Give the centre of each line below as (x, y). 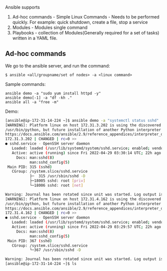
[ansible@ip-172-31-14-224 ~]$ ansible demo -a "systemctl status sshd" (82, 120)
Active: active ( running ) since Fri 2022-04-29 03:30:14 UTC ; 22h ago (86, 153)
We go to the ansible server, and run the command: (58, 66)
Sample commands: (26, 84)
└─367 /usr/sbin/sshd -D (55, 250)
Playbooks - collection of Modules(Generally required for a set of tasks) (86, 33)
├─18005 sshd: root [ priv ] (57, 181)
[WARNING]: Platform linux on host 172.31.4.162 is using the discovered (83, 199)
